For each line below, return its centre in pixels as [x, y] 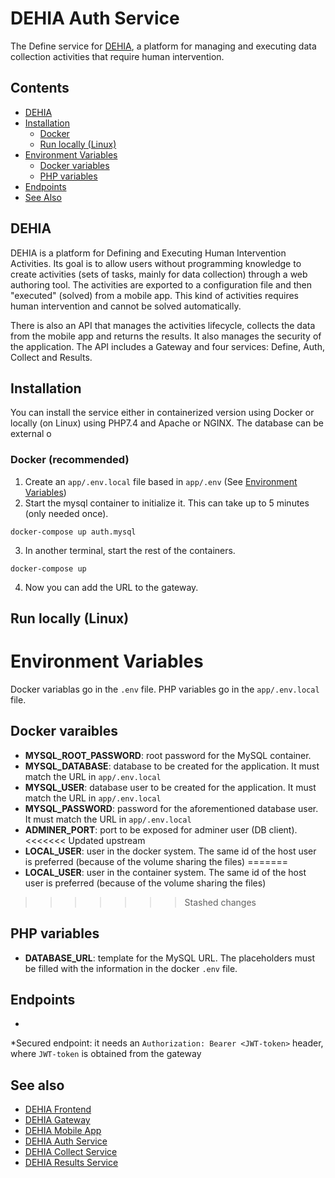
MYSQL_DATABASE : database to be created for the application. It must [172, 766]
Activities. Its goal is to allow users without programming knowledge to [156, 263]
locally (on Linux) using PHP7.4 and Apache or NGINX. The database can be [167, 423]
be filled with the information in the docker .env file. [131, 968]
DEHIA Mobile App [63, 1131]
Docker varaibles [64, 731]
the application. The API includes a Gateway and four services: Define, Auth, [168, 346]
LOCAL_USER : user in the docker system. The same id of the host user [170, 851]
